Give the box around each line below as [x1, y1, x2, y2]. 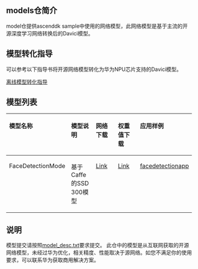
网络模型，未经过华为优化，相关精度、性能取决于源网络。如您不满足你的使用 [6, 249, 192, 256]
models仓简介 [6, 5, 58, 16]
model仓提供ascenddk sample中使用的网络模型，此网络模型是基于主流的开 [6, 22, 188, 30]
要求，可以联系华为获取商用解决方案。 [6, 257, 99, 264]
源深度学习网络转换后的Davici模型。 [6, 30, 94, 37]
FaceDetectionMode [9, 162, 66, 170]
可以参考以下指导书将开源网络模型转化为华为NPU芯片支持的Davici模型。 [6, 66, 182, 73]
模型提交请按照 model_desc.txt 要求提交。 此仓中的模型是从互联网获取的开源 [6, 242, 190, 249]
